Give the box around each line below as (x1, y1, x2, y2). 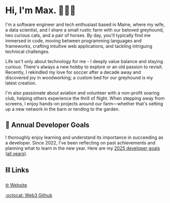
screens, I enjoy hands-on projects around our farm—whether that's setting (5, 100, 163, 106)
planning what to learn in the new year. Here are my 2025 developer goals (5, 145, 160, 151)
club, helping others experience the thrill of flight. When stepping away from (5, 95, 165, 101)
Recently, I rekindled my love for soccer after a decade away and (5, 69, 141, 75)
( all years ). (5, 150, 28, 157)
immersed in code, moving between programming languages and (5, 38, 142, 44)
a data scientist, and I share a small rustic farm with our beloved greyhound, (5, 26, 164, 33)
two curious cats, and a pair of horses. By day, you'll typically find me (5, 32, 151, 38)
